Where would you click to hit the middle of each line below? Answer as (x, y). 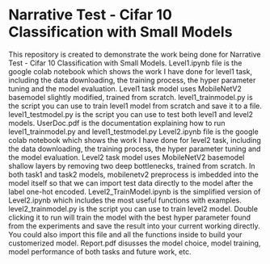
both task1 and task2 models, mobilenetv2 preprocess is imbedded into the (133, 174)
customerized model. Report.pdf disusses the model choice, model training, (135, 243)
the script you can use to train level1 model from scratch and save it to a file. (135, 106)
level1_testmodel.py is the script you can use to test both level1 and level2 (131, 114)
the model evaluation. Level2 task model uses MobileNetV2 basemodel (127, 157)
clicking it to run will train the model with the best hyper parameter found (130, 217)
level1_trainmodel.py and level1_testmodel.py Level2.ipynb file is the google (133, 132)
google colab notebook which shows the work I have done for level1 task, (131, 71)
